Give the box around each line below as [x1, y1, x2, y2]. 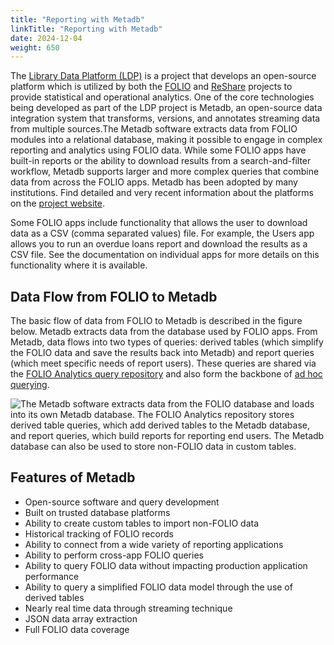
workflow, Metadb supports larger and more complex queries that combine [10, 166, 320, 178]
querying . [10, 379, 50, 391]
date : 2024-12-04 [10, 33, 83, 43]
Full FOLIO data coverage [24, 623, 130, 635]
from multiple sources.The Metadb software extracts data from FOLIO [10, 123, 298, 135]
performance [24, 570, 80, 582]
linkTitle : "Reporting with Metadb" [10, 24, 163, 34]
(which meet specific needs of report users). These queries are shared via [10, 357, 317, 370]
